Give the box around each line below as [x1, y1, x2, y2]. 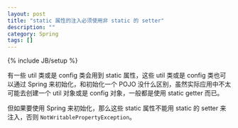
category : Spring [7, 30, 59, 38]
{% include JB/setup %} [7, 56, 78, 65]
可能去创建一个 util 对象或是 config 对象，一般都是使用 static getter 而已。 [7, 89, 224, 97]
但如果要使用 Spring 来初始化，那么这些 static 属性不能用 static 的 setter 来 [7, 104, 227, 112]
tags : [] [7, 37, 33, 44]
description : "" [7, 23, 55, 31]
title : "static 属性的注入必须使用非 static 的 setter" [7, 17, 165, 24]
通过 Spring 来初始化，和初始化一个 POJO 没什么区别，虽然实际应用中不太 [13, 80, 232, 89]
